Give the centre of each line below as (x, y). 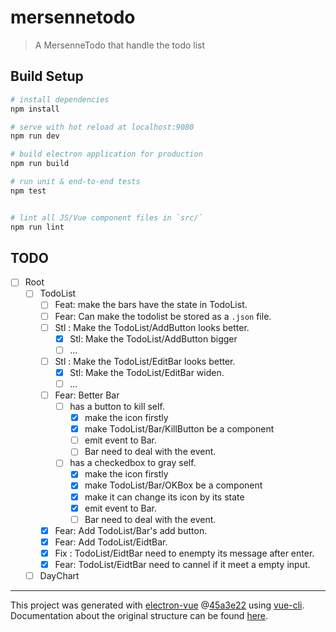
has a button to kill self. (117, 406)
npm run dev (35, 136)
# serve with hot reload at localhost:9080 (102, 127)
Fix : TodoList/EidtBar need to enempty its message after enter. (184, 553)
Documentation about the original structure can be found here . (139, 615)
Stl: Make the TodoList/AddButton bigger (153, 338)
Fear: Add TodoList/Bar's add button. (131, 530)
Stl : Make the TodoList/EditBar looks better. (145, 361)
